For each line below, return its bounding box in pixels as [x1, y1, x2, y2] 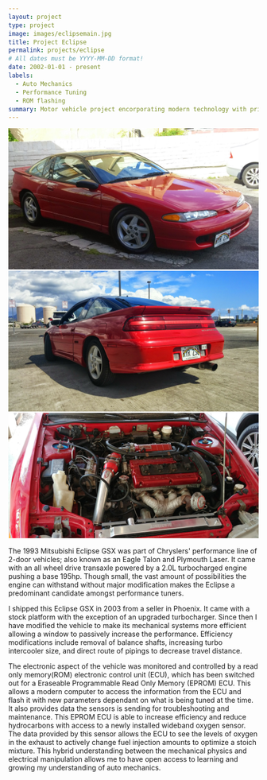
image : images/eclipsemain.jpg [8, 29, 112, 37]
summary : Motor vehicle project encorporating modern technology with [8, 105, 247, 113]
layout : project [8, 13, 62, 21]
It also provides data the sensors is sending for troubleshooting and [8, 704, 230, 713]
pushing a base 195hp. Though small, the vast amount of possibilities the [8, 572, 247, 581]
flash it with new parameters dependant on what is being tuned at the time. [8, 696, 254, 705]
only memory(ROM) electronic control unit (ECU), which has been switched [8, 670, 255, 680]
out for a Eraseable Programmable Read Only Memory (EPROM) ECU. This [8, 678, 252, 688]
